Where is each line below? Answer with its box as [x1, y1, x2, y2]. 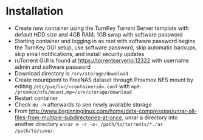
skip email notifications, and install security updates [14, 50, 145, 57]
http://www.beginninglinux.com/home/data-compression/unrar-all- [29, 107, 197, 114]
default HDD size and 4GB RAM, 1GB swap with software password [14, 30, 183, 38]
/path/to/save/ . [14, 127, 55, 134]
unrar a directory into [125, 114, 178, 121]
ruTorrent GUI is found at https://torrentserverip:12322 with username [14, 57, 189, 64]
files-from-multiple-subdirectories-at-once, [14, 114, 124, 121]
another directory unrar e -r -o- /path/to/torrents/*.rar [14, 120, 163, 127]
